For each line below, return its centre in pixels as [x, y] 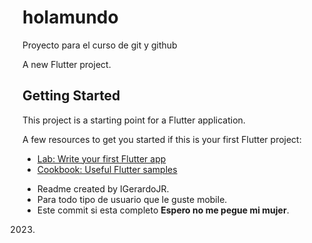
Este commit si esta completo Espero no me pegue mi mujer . [163, 210]
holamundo [70, 17]
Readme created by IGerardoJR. [103, 188]
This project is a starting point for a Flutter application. [134, 120]
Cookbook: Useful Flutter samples [107, 169]
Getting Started [71, 96]
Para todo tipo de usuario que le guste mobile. [132, 199]
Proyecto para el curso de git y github [100, 45]
